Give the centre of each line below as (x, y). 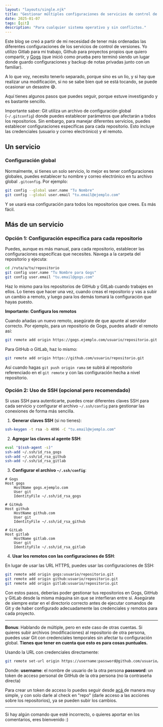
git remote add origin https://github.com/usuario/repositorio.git (75, 358)
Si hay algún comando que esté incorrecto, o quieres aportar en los (72, 714)
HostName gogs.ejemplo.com (41, 488)
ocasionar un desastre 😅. (31, 87)
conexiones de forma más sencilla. (40, 411)
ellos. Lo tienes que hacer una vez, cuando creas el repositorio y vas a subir (81, 291)
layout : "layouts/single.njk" (36, 9)
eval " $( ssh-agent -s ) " (29, 447)
